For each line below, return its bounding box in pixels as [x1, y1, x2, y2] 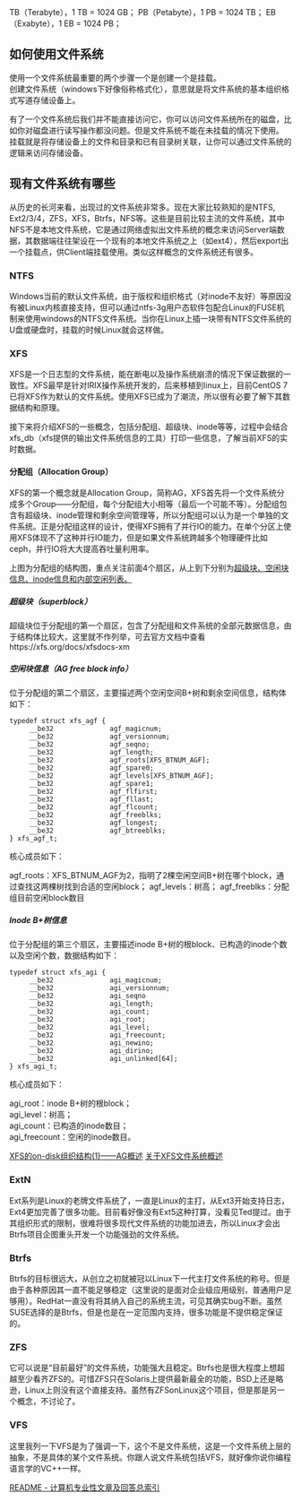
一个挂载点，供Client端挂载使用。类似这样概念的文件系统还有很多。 [9, 246, 259, 257]
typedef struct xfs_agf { [9, 717, 106, 726]
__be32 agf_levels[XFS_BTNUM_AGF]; [29, 772, 215, 781]
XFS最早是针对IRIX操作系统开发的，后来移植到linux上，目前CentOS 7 [32, 380, 288, 391]
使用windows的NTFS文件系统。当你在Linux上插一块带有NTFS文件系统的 [24, 313, 292, 323]
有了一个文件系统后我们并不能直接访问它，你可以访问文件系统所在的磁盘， [9, 114, 284, 125]
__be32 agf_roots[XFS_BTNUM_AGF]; [29, 755, 211, 765]
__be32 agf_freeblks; [29, 811, 163, 820]
